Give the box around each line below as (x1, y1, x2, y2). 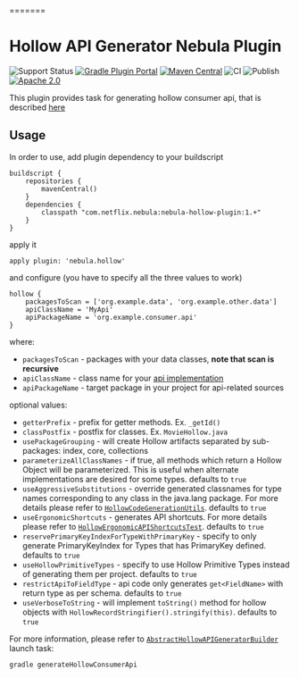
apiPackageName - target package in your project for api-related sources (21, 381, 284, 393)
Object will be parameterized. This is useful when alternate (21, 464, 239, 474)
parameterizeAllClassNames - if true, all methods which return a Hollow (21, 455, 283, 465)
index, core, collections (62, 445, 149, 456)
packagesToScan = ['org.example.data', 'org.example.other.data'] (25, 297, 278, 306)
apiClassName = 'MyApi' (25, 305, 114, 314)
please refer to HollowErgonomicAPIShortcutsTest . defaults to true (21, 521, 265, 532)
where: (9, 336, 36, 347)
